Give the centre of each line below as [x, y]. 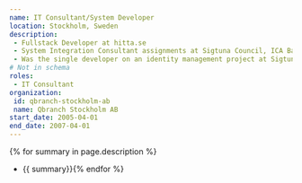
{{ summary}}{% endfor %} [73, 169]
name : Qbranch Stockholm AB [66, 109]
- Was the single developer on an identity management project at [140, 59]
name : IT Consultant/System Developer [82, 17]
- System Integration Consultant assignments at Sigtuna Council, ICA [148, 51]
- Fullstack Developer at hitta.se [80, 43]
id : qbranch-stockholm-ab [62, 101]
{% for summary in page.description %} [83, 152]
